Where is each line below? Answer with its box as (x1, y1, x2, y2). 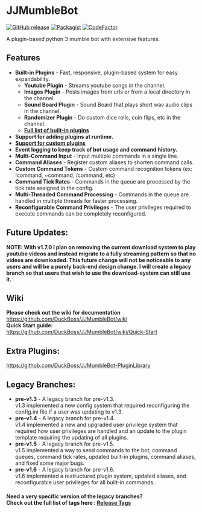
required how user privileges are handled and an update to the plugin (14, 427, 187, 435)
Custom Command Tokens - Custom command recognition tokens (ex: (14, 165, 193, 172)
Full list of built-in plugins (24, 126, 89, 133)
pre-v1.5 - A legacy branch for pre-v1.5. (14, 440, 115, 447)
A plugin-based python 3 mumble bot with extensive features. (6, 35, 160, 42)
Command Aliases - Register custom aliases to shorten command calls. (14, 158, 194, 166)
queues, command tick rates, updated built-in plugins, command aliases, (14, 453, 196, 460)
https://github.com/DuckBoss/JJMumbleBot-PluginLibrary (6, 362, 151, 369)
